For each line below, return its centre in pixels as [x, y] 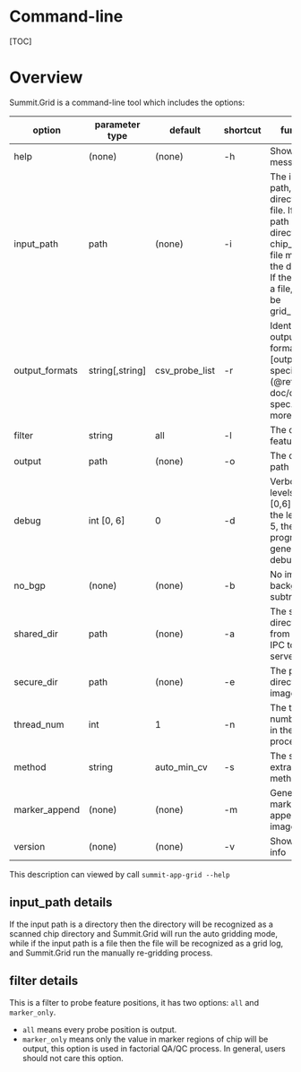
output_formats [46, 370]
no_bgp [30, 585]
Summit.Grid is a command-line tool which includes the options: [127, 102]
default [185, 130]
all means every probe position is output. [99, 1029]
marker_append [47, 809]
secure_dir [36, 681]
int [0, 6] [107, 520]
